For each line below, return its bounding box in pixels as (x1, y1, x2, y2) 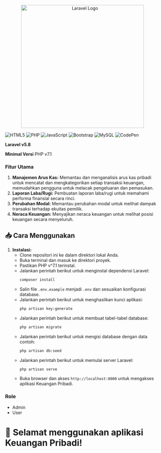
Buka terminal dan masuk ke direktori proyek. (19, 258, 111, 263)
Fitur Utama (5, 163, 34, 170)
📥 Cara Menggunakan (5, 231, 75, 240)
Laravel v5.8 (5, 142, 31, 147)
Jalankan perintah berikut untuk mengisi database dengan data (19, 333, 148, 339)
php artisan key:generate (19, 306, 73, 311)
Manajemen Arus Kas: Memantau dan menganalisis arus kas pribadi (12, 175, 152, 181)
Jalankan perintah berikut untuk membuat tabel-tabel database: (19, 315, 149, 321)
